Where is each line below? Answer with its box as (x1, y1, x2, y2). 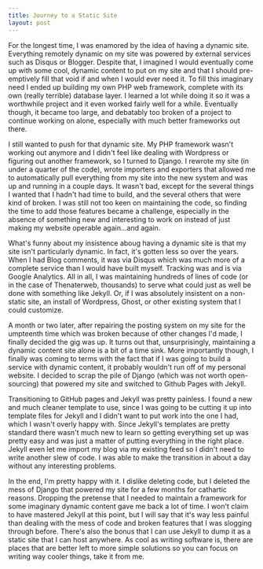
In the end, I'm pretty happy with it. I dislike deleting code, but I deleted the (8, 476, 250, 486)
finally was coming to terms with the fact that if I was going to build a (8, 353, 232, 363)
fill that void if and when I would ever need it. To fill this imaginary (41, 74, 254, 83)
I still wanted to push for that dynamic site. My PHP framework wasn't (8, 139, 234, 149)
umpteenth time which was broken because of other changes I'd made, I (8, 328, 243, 338)
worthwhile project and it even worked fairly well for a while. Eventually (8, 99, 238, 109)
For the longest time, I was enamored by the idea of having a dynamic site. (8, 40, 250, 50)
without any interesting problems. (8, 461, 117, 471)
